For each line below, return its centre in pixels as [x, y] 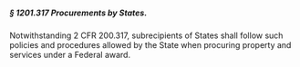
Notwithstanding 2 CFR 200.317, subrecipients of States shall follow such [146, 35]
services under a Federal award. [70, 54]
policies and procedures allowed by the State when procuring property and [150, 44]
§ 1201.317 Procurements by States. [78, 13]
